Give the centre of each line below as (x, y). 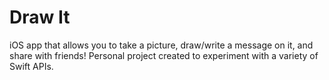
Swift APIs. (31, 66)
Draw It (40, 17)
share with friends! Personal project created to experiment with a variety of (164, 55)
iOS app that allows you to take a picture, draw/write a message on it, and (161, 45)
